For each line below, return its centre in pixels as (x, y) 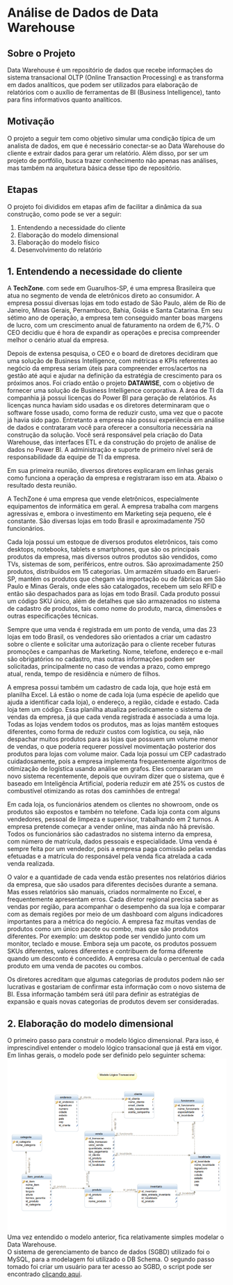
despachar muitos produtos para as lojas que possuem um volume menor (113, 739)
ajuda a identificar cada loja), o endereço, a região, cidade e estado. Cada (113, 702)
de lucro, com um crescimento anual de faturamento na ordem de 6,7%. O (114, 325)
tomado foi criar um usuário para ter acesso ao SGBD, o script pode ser (110, 1267)
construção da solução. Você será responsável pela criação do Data (105, 435)
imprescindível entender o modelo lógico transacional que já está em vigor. (115, 1048)
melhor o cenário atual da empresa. (58, 340)
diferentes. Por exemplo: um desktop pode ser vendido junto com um (106, 936)
